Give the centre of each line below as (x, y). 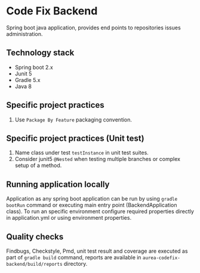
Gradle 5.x (27, 80)
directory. (76, 264)
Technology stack (40, 53)
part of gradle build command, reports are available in (74, 257)
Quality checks (35, 237)
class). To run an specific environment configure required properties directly (100, 211)
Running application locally (58, 184)
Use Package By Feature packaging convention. (73, 119)
